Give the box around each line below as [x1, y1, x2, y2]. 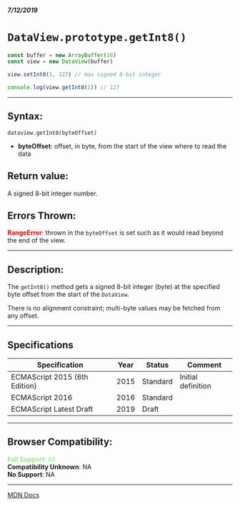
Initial [179, 372, 198, 382]
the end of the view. [7, 236, 66, 245]
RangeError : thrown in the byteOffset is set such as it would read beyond [7, 228, 224, 237]
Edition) [11, 381, 37, 391]
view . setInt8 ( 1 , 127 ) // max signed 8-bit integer [7, 71, 161, 79]
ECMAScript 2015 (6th [11, 372, 89, 382]
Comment [186, 360, 222, 370]
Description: [7, 263, 64, 275]
